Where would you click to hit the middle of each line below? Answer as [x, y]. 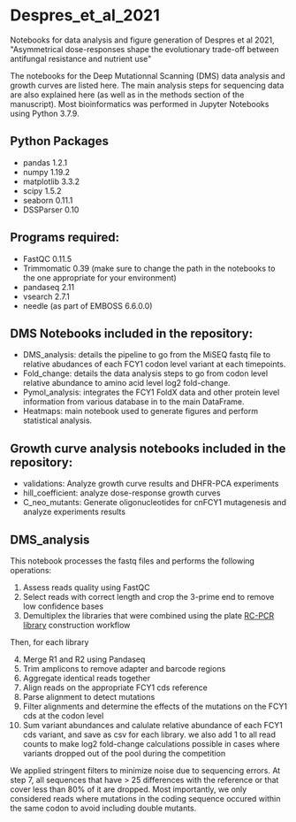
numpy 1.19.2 [46, 172]
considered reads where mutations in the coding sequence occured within [145, 799]
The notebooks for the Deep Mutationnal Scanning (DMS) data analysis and [148, 75]
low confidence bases [63, 606]
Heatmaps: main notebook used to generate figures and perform [140, 411]
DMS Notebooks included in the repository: [132, 333]
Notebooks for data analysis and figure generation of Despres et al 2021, [142, 40]
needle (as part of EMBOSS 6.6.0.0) [87, 305]
